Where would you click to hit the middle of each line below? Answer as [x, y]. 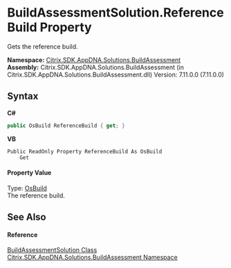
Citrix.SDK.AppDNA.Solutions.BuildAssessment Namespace [92, 258]
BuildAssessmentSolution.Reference [115, 13]
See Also [27, 217]
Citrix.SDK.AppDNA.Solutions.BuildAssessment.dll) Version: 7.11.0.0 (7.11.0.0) [116, 75]
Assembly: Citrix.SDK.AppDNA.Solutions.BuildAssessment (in [96, 67]
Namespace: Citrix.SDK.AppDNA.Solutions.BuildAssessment [94, 59]
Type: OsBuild [27, 188]
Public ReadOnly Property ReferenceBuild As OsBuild [85, 151]
